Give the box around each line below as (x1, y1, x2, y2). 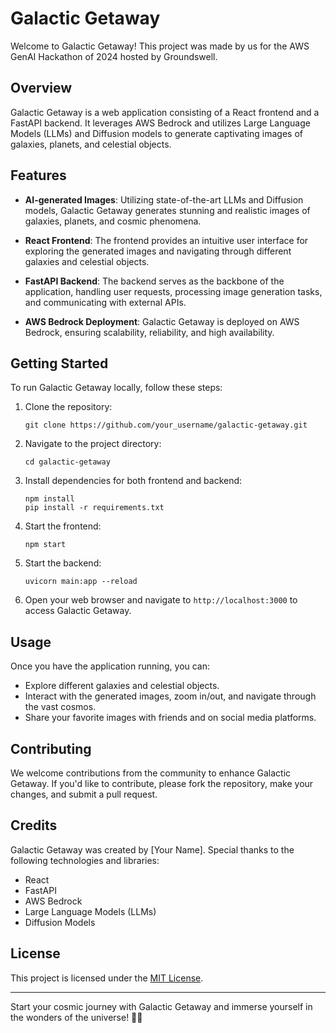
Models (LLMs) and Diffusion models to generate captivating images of (10, 127, 304, 139)
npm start (24, 540, 67, 550)
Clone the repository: (24, 401, 113, 413)
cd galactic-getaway (24, 457, 111, 467)
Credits (10, 817, 58, 834)
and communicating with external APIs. (24, 296, 187, 308)
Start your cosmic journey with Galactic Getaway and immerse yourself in (10, 1000, 313, 1012)
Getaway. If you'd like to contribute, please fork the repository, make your (10, 778, 314, 789)
